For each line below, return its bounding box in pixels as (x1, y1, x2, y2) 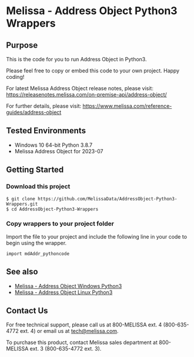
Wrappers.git (6, 201, 38, 207)
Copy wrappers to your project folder (6, 220, 115, 228)
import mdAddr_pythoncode (6, 250, 69, 257)
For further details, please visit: (6, 103, 82, 110)
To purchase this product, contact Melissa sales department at (6, 339, 158, 346)
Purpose (6, 40, 38, 50)
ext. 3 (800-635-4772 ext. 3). (29, 345, 102, 352)
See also (6, 267, 38, 277)
